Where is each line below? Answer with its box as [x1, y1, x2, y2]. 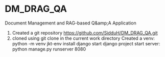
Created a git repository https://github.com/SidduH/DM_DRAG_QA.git [12, 30, 158, 36]
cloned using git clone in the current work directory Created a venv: [12, 35, 155, 41]
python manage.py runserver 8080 [12, 46, 86, 52]
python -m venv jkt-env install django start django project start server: [12, 40, 160, 46]
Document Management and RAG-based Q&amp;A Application [5, 20, 136, 26]
